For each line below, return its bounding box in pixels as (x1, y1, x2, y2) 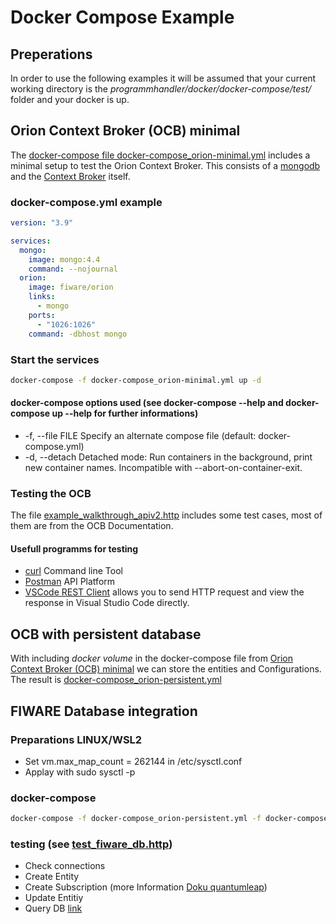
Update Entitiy (24, 892, 84, 904)
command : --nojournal (28, 264, 118, 274)
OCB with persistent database (10, 626, 202, 643)
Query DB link (24, 902, 83, 915)
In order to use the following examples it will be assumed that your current (10, 72, 317, 84)
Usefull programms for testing (10, 542, 139, 555)
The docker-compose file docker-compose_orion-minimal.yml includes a (10, 149, 311, 161)
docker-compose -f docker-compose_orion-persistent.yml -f (10, 814, 262, 824)
